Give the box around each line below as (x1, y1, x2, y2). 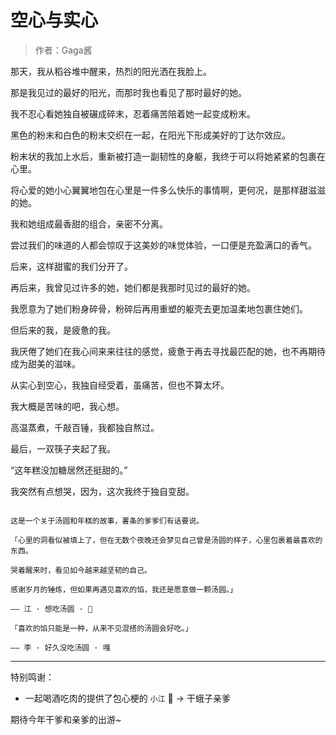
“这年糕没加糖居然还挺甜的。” (10, 464, 128, 476)
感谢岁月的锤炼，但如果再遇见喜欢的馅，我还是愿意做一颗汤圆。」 (10, 584, 238, 595)
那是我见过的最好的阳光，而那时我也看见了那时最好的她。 (10, 86, 247, 98)
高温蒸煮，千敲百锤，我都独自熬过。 (10, 421, 160, 433)
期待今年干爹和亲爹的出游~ (10, 713, 122, 725)
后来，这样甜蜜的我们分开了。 (10, 260, 133, 272)
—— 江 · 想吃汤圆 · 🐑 (10, 604, 93, 614)
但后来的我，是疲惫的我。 (10, 324, 116, 336)
